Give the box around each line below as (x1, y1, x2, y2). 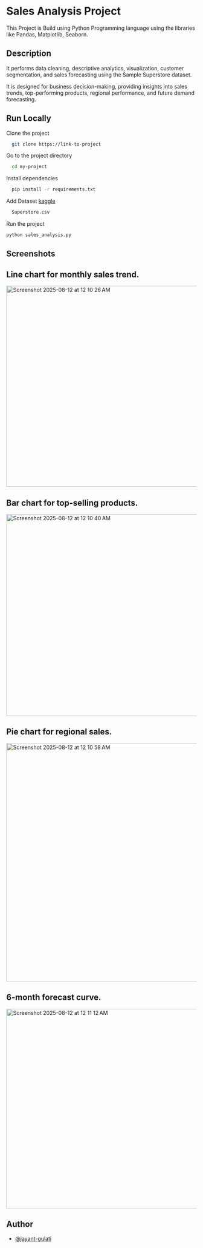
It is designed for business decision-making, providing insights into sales (6, 83, 187, 90)
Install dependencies (6, 175, 59, 182)
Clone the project (6, 129, 50, 137)
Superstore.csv (11, 209, 50, 215)
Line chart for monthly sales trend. (6, 269, 140, 280)
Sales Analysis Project (6, 4, 121, 18)
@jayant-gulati (14, 1235, 52, 1243)
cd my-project (11, 164, 47, 170)
